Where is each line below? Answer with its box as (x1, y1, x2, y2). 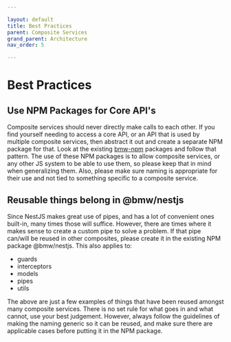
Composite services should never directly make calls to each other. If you (7, 123, 215, 131)
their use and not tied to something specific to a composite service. (7, 174, 198, 182)
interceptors (16, 262, 52, 270)
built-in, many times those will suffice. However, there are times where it (7, 220, 212, 228)
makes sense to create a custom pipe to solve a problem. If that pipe (7, 226, 201, 235)
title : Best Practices (7, 22, 72, 30)
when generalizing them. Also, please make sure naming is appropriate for (7, 167, 218, 175)
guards (16, 255, 38, 263)
